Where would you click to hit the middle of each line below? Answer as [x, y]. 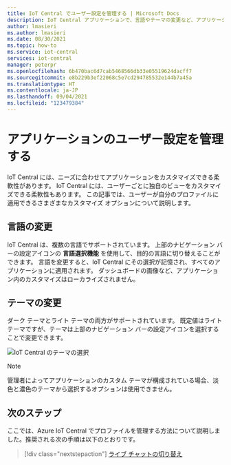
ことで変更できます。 [37, 338]
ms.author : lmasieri [37, 33]
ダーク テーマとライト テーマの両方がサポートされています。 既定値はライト [114, 320]
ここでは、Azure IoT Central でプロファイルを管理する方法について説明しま [114, 431]
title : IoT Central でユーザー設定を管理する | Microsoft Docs [93, 13]
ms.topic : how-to [32, 45]
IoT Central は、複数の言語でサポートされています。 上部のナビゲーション [111, 245]
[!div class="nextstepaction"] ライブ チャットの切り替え [103, 454]
